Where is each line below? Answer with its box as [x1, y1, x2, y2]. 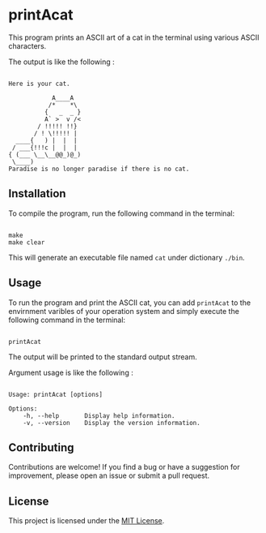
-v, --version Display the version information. [23, 419, 201, 427]
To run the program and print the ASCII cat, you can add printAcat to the [8, 298, 251, 307]
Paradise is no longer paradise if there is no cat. [8, 165, 190, 173]
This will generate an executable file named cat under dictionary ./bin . [8, 252, 245, 262]
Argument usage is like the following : [8, 368, 133, 377]
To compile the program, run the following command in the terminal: [8, 208, 235, 218]
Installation [8, 187, 66, 200]
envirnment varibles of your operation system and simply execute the [8, 306, 240, 316]
